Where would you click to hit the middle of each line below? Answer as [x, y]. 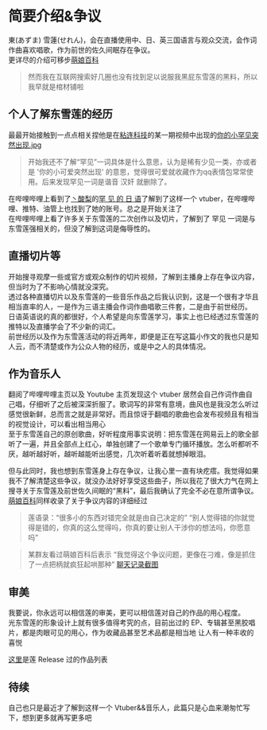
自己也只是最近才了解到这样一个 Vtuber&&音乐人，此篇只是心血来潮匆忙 [126, 708]
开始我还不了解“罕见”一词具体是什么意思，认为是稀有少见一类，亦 [135, 162]
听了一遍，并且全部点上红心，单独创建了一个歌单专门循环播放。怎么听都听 [130, 444]
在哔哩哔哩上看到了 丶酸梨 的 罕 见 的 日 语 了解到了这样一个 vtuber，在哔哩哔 [132, 198]
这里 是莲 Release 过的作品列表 [58, 660]
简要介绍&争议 [55, 16]
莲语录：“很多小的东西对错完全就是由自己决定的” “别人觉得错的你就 [138, 517]
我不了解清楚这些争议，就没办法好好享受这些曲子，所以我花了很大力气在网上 [133, 481]
